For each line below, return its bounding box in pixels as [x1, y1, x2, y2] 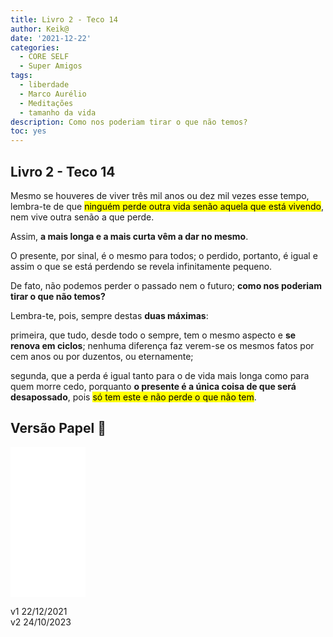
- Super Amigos [19, 61, 83, 71]
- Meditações [19, 98, 74, 108]
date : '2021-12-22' [10, 33, 92, 43]
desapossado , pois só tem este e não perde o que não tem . [10, 391, 257, 403]
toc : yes [10, 126, 47, 136]
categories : [10, 42, 60, 53]
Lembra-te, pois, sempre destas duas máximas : [10, 309, 209, 321]
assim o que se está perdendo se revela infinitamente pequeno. [10, 260, 273, 272]
